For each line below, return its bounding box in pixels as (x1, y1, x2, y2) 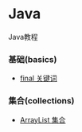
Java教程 (8, 32, 38, 41)
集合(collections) (8, 95, 75, 107)
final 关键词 (19, 73, 57, 83)
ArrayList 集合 (19, 115, 66, 124)
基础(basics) (8, 53, 57, 64)
